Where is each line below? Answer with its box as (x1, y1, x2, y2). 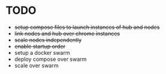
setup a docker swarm (14, 49, 70, 56)
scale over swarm (14, 61, 59, 69)
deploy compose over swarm (14, 55, 87, 63)
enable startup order (14, 43, 66, 50)
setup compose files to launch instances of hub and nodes (14, 23, 160, 31)
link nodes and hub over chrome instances (14, 29, 120, 37)
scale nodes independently (14, 36, 82, 43)
